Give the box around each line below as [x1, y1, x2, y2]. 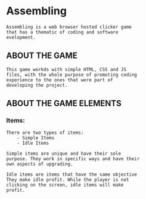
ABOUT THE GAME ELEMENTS [6, 99, 122, 109]
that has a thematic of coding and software [6, 29, 119, 35]
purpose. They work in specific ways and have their [6, 156, 140, 162]
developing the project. [6, 82, 68, 88]
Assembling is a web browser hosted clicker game [6, 24, 132, 30]
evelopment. [6, 34, 36, 40]
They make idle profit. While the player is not [6, 177, 129, 183]
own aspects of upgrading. [6, 161, 73, 167]
